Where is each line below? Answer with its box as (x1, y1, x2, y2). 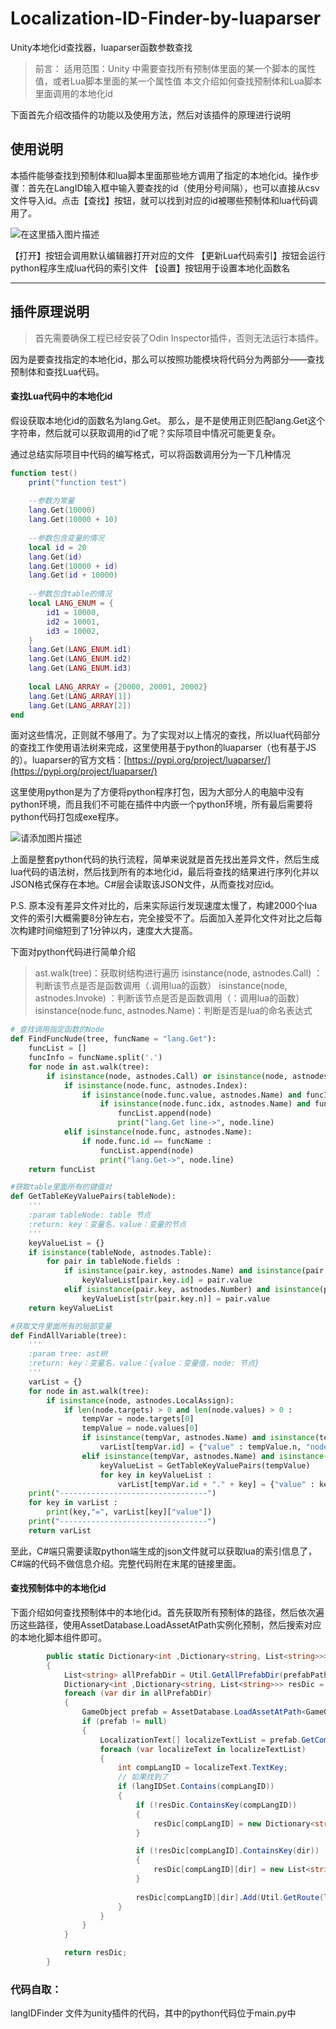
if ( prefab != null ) (81, 1717, 168, 1727)
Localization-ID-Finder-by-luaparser (10, 7, 322, 30)
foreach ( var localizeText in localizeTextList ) (99, 1744, 307, 1754)
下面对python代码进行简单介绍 (10, 946, 136, 958)
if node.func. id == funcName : (81, 1136, 213, 1146)
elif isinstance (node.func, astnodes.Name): (63, 1127, 253, 1137)
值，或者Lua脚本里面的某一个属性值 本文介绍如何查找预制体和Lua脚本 (34, 75, 322, 87)
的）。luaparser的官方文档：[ (10, 754, 128, 766)
